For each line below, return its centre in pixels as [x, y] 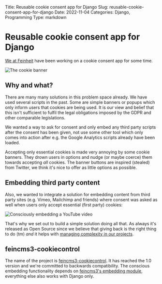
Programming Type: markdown [36, 17]
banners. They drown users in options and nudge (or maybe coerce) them [79, 157]
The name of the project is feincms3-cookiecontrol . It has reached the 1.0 [78, 261]
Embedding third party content [52, 183]
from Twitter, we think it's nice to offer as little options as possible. [71, 167]
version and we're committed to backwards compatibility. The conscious [77, 266]
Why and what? [29, 85]
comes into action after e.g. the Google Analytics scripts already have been [80, 137]
